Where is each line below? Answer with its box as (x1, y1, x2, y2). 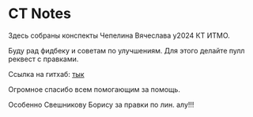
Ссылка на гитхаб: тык (8, 69, 85, 79)
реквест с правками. (8, 54, 79, 64)
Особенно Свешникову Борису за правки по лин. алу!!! (8, 100, 194, 109)
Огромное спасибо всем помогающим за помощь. (8, 84, 180, 94)
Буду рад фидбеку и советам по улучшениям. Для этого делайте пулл (8, 46, 245, 55)
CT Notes (8, 5, 71, 23)
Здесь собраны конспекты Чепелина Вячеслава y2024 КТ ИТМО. (8, 31, 231, 40)
